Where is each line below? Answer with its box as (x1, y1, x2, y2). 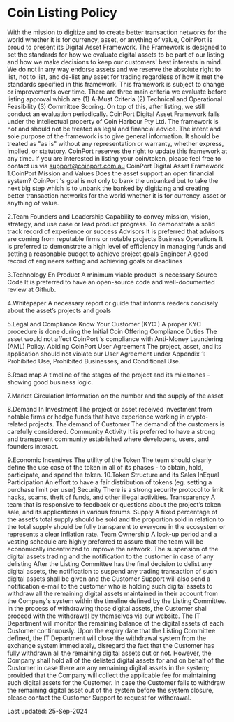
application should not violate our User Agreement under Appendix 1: (7, 349, 206, 358)
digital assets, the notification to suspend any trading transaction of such (7, 567, 217, 575)
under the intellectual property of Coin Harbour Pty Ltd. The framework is (7, 117, 219, 125)
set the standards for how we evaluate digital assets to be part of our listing (7, 50, 225, 59)
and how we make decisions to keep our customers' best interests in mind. (7, 57, 223, 66)
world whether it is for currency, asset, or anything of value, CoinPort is (7, 35, 213, 43)
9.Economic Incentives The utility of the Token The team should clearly (7, 456, 212, 464)
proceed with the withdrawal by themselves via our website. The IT (7, 612, 200, 620)
